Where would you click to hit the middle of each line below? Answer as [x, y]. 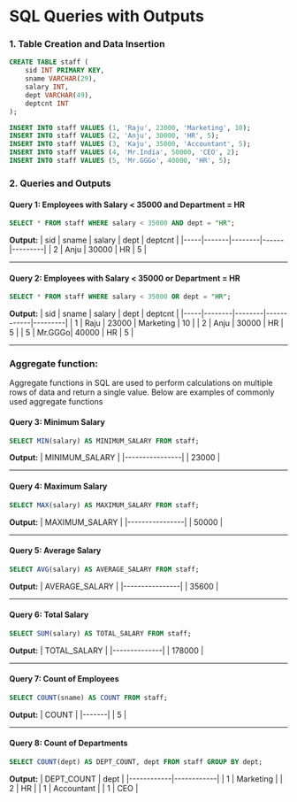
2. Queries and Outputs [60, 183]
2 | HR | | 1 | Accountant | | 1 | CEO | [74, 788]
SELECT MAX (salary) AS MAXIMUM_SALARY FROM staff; [104, 505]
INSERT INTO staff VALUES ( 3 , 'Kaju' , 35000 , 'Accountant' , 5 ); [130, 144]
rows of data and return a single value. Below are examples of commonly [142, 392]
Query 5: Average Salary [55, 551]
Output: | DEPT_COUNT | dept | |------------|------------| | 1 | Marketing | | [146, 779]
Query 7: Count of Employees [64, 679]
